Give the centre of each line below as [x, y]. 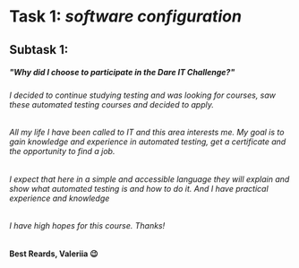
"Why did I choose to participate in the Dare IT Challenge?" [122, 73]
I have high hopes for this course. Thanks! [87, 226]
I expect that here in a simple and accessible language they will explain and [149, 179]
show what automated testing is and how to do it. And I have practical [139, 188]
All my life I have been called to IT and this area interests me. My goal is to [147, 133]
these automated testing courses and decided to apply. [112, 104]
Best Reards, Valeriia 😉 [54, 254]
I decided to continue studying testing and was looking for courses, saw [142, 95]
